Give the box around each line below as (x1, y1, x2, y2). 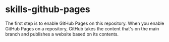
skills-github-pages (5, 4, 90, 15)
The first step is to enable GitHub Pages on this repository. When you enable (5, 20, 164, 26)
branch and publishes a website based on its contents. (5, 31, 119, 37)
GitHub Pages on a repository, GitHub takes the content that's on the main (5, 25, 159, 31)
